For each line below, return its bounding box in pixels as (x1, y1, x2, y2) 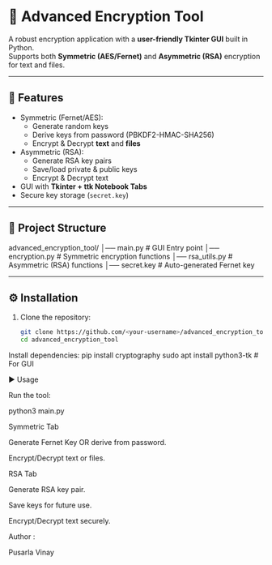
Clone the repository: (19, 312, 91, 323)
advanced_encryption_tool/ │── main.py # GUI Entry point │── (8, 242, 220, 252)
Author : (8, 532, 36, 541)
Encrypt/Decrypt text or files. (8, 453, 105, 463)
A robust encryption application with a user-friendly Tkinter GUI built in (8, 34, 249, 44)
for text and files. (8, 60, 66, 70)
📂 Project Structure (8, 221, 107, 235)
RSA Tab (8, 469, 38, 479)
